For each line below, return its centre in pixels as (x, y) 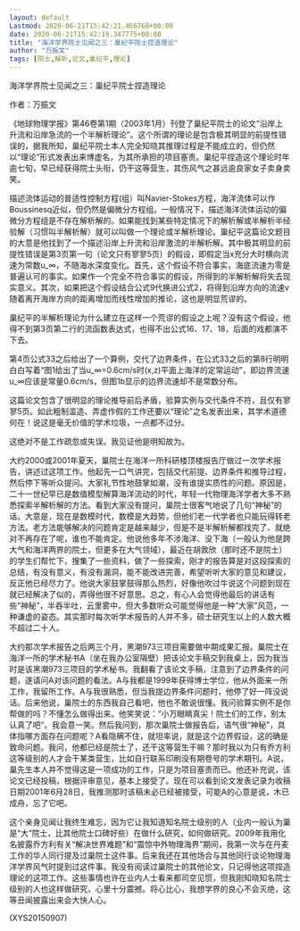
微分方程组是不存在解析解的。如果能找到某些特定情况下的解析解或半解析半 (146, 220)
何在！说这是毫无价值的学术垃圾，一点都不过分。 (99, 422)
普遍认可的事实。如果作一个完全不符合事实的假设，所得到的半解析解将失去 (146, 276)
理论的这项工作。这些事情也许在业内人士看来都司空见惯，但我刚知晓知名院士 (150, 877)
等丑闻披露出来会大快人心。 (60, 900)
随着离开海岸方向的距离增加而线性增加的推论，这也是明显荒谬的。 (130, 299)
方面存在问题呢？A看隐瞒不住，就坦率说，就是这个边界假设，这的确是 (160, 736)
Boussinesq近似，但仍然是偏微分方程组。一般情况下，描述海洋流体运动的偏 (148, 209)
